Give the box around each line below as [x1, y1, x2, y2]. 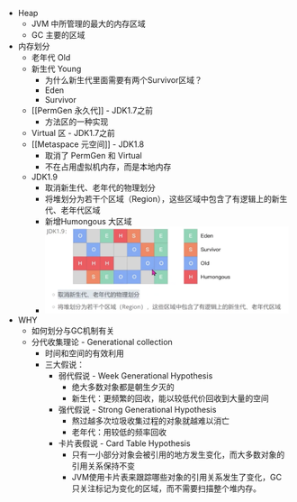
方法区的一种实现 [44, 116, 109, 127]
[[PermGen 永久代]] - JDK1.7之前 [31, 105, 153, 115]
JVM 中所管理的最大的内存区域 [31, 18, 146, 29]
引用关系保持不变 [71, 460, 135, 471]
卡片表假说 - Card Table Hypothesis [58, 437, 191, 449]
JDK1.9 [31, 171, 58, 182]
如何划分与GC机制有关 [31, 324, 115, 336]
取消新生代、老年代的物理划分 [44, 182, 156, 193]
